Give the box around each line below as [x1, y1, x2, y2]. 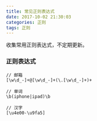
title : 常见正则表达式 [6, 8, 55, 15]
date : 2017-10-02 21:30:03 [6, 14, 71, 20]
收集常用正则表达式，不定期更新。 [6, 41, 88, 48]
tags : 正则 [6, 24, 31, 31]
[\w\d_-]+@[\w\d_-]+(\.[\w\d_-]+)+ [6, 77, 92, 83]
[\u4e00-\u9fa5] [6, 110, 45, 116]
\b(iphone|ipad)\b [6, 94, 51, 99]
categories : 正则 [6, 19, 46, 25]
